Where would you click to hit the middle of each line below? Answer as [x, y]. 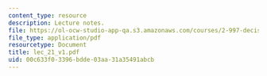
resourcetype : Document [48, 45]
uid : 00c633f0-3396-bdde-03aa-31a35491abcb [81, 60]
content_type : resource [48, 15]
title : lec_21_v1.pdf [44, 52]
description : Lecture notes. [56, 23]
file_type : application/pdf [55, 38]
